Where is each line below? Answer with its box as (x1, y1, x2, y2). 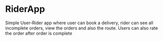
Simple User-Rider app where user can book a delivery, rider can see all (5, 20, 153, 26)
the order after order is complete (5, 30, 72, 36)
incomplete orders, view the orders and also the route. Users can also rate (5, 25, 158, 31)
